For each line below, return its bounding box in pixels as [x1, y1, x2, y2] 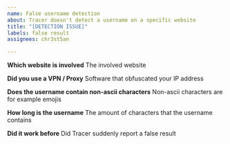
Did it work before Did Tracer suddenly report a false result [7, 129, 176, 138]
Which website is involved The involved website [7, 61, 146, 69]
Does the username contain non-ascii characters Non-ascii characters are [7, 88, 223, 96]
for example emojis [7, 95, 62, 104]
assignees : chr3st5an [7, 36, 70, 43]
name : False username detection [7, 10, 100, 17]
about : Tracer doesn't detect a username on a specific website [7, 17, 196, 24]
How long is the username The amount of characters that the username [7, 109, 213, 117]
